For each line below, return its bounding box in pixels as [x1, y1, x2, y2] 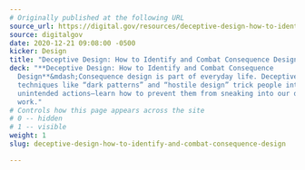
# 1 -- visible [9, 123, 67, 132]
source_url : [9, 22, 54, 31]
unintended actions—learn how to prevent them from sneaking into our [17, 89, 290, 98]
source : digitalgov [9, 30, 84, 39]
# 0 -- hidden [9, 114, 64, 123]
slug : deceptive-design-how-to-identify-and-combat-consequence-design [9, 139, 286, 148]
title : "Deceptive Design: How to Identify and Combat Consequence [9, 55, 271, 64]
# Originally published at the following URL [9, 13, 184, 23]
